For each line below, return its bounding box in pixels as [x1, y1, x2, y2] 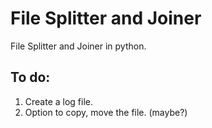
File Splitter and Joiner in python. [10, 40, 147, 52]
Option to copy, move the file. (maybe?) [24, 106, 188, 118]
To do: [10, 69, 51, 86]
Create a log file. [24, 95, 94, 107]
